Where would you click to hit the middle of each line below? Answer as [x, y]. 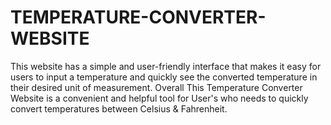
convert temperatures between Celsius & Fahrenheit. [119, 108]
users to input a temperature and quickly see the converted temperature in [164, 77]
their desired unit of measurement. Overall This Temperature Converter [156, 87]
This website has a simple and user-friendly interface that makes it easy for [166, 66]
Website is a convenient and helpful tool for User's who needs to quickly [159, 98]
